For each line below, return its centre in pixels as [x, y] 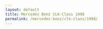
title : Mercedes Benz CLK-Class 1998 [45, 14]
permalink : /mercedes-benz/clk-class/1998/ [52, 19]
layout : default [22, 10]
